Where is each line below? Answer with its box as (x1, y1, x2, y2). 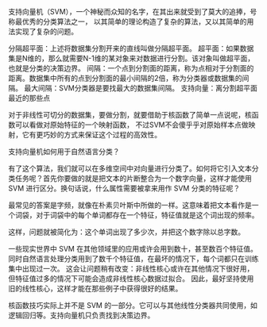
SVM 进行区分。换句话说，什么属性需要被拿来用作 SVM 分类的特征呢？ (8, 183, 241, 193)
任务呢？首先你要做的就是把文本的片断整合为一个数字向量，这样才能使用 (14, 174, 252, 183)
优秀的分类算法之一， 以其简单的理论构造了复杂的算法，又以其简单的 (21, 17, 247, 26)
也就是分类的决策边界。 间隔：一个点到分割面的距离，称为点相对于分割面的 (8, 63, 254, 73)
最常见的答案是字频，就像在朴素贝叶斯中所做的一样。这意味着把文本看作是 (8, 201, 252, 210)
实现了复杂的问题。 (14, 27, 78, 36)
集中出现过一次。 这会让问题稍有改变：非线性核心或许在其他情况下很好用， (8, 264, 254, 273)
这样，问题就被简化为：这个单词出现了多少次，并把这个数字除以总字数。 (8, 227, 245, 237)
